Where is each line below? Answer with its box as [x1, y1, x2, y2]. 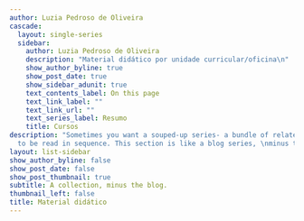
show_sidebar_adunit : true [25, 80, 128, 89]
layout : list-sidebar [9, 147, 91, 156]
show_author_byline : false [9, 155, 111, 165]
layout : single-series [17, 30, 103, 39]
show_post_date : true [25, 72, 107, 81]
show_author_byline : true [25, 64, 124, 73]
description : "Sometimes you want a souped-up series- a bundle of [9, 131, 270, 140]
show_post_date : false [9, 164, 95, 173]
